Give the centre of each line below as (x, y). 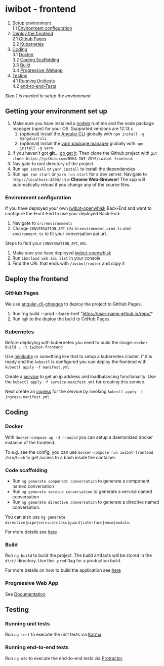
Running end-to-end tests (37, 647)
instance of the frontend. (30, 442)
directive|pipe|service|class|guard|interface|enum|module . (68, 522)
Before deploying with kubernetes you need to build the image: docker (77, 343)
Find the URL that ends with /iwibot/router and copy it (68, 263)
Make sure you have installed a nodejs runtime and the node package (83, 123)
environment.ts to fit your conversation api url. (60, 234)
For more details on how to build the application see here (63, 570)
